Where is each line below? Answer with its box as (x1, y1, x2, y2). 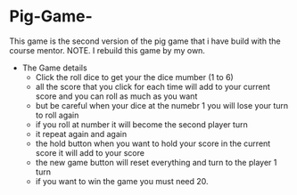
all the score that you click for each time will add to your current (35, 81, 270, 92)
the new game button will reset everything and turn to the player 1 (35, 157, 277, 167)
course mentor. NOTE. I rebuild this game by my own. (9, 45, 205, 55)
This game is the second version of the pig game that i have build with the (9, 36, 281, 46)
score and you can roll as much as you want (35, 91, 198, 102)
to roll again (35, 110, 79, 120)
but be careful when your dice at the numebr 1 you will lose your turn (35, 100, 289, 110)
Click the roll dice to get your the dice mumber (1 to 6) (35, 71, 234, 82)
